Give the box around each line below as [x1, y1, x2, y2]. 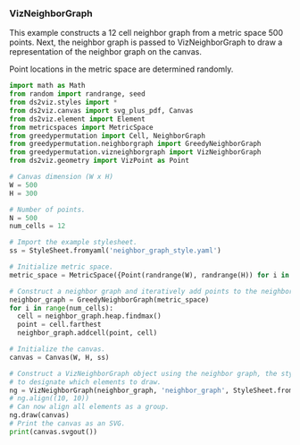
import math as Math [9, 81, 87, 90]
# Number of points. [9, 205, 87, 214]
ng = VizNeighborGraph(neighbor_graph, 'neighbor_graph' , [9, 386, 229, 395]
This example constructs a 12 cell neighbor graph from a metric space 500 [9, 28, 284, 39]
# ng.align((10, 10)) [9, 394, 90, 403]
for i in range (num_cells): [9, 304, 114, 312]
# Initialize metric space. [9, 262, 114, 271]
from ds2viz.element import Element [9, 115, 146, 124]
